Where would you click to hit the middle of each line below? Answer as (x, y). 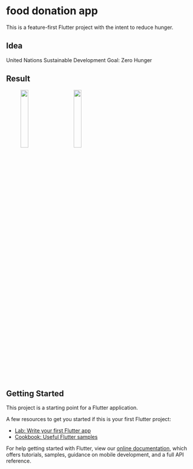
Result (18, 79)
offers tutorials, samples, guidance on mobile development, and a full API (95, 455)
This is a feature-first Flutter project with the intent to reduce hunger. (90, 27)
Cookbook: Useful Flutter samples (56, 437)
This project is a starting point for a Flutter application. (72, 408)
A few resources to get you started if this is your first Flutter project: (89, 419)
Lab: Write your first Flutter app (53, 431)
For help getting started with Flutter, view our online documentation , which (97, 448)
